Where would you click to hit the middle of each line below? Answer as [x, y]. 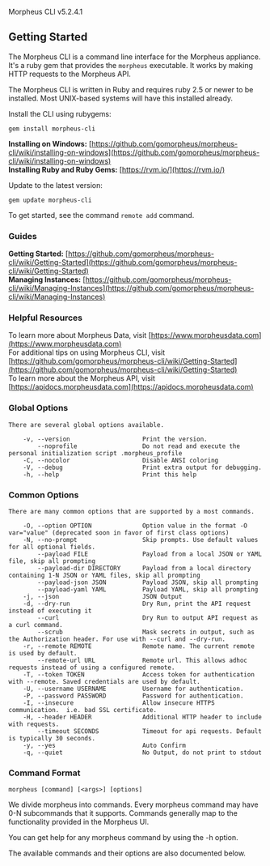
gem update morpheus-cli [50, 200]
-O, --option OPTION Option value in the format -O [135, 526]
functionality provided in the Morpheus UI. [79, 822]
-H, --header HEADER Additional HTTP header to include [143, 717]
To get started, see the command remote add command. [101, 215]
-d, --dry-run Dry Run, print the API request [137, 604]
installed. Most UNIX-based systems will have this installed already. [120, 98]
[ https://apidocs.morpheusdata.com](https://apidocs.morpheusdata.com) [131, 387]
